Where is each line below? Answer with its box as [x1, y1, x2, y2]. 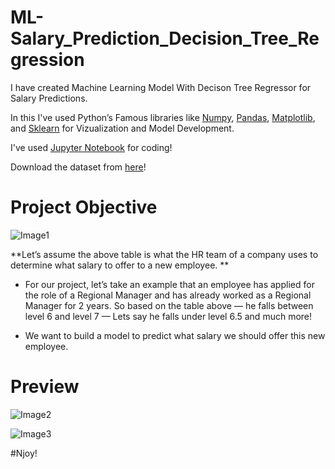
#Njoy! [10, 447, 38, 459]
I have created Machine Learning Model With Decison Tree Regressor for [10, 81, 312, 93]
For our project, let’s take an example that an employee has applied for [24, 278, 315, 290]
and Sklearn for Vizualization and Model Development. [10, 122, 235, 134]
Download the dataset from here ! [10, 161, 147, 173]
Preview [10, 376, 80, 398]
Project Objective [10, 196, 158, 219]
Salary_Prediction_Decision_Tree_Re [10, 27, 320, 50]
